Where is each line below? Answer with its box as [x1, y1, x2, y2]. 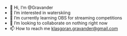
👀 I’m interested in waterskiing [9, 10, 71, 16]
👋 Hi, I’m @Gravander [9, 5, 53, 10]
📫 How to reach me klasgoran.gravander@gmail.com [9, 26, 118, 31]
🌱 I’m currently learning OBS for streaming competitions [9, 15, 122, 20]
